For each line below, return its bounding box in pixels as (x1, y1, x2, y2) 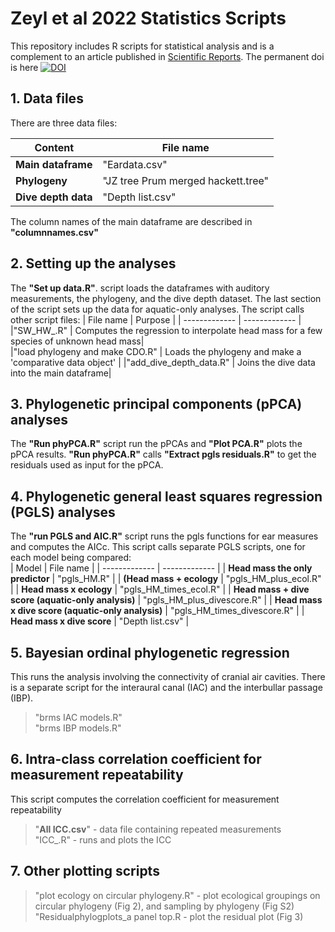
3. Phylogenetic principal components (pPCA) (10, 395, 303, 412)
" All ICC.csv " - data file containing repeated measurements (34, 823, 282, 835)
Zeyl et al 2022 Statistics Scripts (10, 7, 287, 30)
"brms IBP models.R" (34, 722, 122, 734)
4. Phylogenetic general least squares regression (10, 488, 323, 505)
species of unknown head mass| (10, 335, 145, 347)
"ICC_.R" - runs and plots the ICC (34, 833, 172, 846)
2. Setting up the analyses (10, 255, 177, 272)
